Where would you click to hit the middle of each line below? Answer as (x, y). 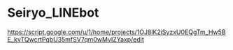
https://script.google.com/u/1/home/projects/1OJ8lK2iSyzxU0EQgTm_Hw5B (116, 32)
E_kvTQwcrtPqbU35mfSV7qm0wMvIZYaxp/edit (76, 39)
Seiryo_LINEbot (53, 13)
